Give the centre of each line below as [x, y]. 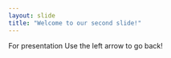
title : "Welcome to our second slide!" [75, 23]
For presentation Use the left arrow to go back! [85, 45]
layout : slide [32, 15]
